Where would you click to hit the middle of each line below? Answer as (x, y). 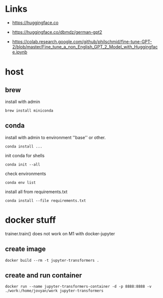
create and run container (43, 275)
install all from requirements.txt (36, 192)
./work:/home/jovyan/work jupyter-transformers (54, 291)
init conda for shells (25, 155)
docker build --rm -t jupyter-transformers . (52, 260)
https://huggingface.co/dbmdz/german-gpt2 (57, 32)
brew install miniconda (29, 111)
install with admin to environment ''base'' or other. (55, 137)
